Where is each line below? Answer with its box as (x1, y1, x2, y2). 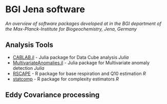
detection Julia (12, 65, 45, 71)
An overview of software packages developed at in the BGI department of (5, 20, 161, 27)
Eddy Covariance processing (5, 91, 100, 99)
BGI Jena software (5, 4, 86, 15)
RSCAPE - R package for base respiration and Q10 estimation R (12, 70, 146, 76)
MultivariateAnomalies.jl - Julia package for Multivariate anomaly (12, 60, 150, 66)
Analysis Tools (5, 41, 54, 49)
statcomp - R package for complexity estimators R (12, 75, 119, 82)
